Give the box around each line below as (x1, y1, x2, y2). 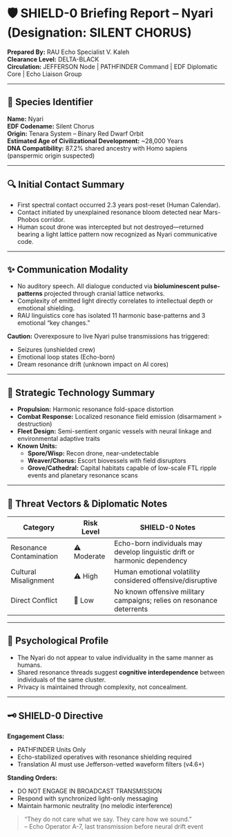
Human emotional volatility (113, 567, 200, 576)
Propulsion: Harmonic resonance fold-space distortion (17, 405, 174, 413)
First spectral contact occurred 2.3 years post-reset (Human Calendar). (17, 200, 221, 209)
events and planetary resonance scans (27, 471, 138, 480)
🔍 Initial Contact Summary (7, 179, 125, 191)
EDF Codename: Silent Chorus (7, 122, 95, 130)
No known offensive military (113, 587, 205, 596)
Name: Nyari (7, 115, 43, 123)
